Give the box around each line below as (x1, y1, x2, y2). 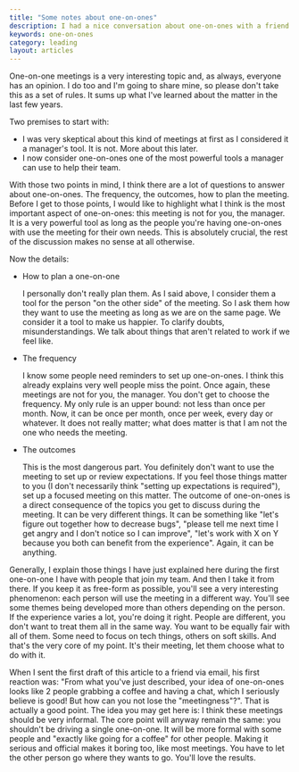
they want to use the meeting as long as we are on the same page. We (21, 307, 281, 318)
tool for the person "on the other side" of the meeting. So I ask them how (21, 298, 290, 309)
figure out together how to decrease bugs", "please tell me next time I (21, 519, 279, 529)
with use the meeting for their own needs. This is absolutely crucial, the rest (9, 227, 288, 237)
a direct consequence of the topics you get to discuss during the (21, 500, 261, 511)
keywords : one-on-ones (9, 29, 94, 38)
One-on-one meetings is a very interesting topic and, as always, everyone (9, 71, 282, 81)
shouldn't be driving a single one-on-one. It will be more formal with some (9, 724, 282, 735)
